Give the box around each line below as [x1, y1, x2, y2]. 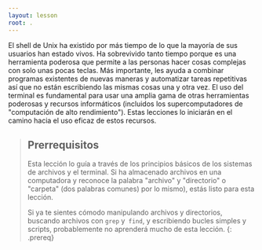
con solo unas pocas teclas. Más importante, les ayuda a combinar [8, 65, 224, 75]
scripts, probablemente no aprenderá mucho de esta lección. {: [27, 225, 233, 234]
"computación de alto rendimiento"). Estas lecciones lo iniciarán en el [8, 107, 233, 116]
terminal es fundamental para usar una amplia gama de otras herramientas [8, 90, 249, 100]
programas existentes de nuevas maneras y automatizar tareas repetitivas [8, 74, 248, 83]
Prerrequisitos [27, 138, 100, 152]
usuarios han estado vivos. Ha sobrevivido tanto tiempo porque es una [8, 49, 237, 58]
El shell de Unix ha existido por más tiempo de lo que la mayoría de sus [8, 40, 238, 50]
